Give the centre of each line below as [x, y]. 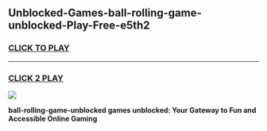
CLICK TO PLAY [39, 48]
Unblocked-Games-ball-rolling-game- [105, 13]
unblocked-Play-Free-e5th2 [79, 26]
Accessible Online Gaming [53, 118]
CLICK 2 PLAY [36, 78]
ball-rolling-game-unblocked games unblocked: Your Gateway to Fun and [132, 110]
